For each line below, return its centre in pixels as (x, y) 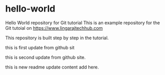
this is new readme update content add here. (52, 67)
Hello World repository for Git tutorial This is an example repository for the (83, 23)
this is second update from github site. (45, 57)
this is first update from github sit (40, 47)
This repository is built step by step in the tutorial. (57, 38)
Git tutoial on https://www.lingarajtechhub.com (54, 28)
